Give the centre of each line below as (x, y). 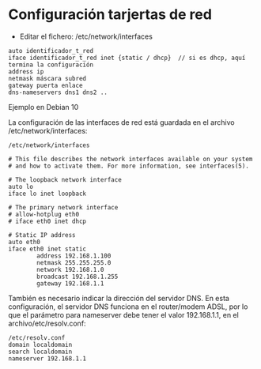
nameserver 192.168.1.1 (47, 358)
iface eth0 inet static (47, 249)
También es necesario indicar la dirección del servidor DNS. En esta (119, 298)
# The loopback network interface (65, 179)
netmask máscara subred (47, 78)
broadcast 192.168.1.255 (78, 277)
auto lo (21, 186)
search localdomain (40, 352)
